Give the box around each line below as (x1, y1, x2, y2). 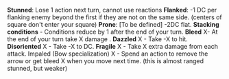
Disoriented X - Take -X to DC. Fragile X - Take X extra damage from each (7, 43, 218, 50)
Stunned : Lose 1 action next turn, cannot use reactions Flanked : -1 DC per (7, 6, 217, 14)
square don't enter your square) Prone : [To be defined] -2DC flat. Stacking (7, 21, 219, 28)
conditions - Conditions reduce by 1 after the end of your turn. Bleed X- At (7, 27, 218, 36)
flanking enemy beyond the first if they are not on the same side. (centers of (7, 13, 223, 21)
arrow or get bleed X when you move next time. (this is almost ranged (7, 57, 204, 65)
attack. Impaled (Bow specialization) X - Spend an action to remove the (7, 49, 208, 58)
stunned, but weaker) (7, 65, 68, 72)
